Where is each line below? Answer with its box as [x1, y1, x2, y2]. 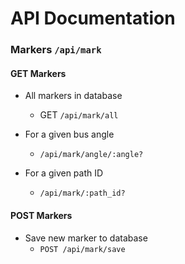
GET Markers [10, 67, 67, 79]
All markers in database [24, 90, 123, 102]
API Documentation [10, 7, 176, 30]
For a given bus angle [24, 128, 115, 141]
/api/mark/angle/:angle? [39, 150, 144, 160]
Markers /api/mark [10, 43, 102, 57]
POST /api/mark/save [39, 244, 126, 254]
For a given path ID [24, 167, 104, 179]
